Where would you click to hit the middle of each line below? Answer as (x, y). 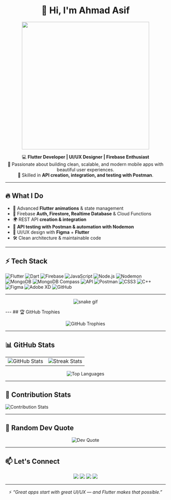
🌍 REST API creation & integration (49, 219)
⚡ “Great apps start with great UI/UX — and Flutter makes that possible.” (85, 492)
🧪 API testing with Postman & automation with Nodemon (73, 227)
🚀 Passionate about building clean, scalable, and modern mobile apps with (85, 164)
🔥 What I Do (24, 196)
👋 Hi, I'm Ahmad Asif (85, 10)
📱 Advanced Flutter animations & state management (68, 208)
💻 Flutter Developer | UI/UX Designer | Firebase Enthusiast (85, 157)
